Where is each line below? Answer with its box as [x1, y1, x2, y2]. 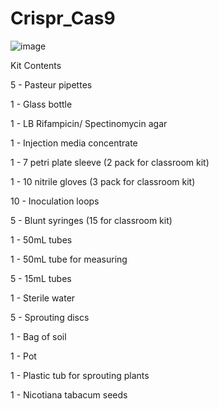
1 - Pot [10, 350, 37, 362]
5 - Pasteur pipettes [10, 78, 93, 91]
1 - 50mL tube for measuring [10, 253, 128, 265]
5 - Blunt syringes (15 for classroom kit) [10, 214, 173, 226]
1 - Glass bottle [10, 98, 73, 110]
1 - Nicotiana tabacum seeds [10, 388, 128, 401]
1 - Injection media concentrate [10, 137, 138, 149]
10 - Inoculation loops [10, 195, 100, 207]
